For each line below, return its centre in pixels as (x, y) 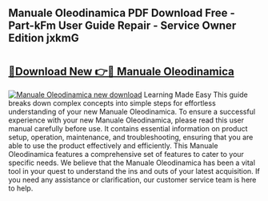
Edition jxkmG (44, 38)
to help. (21, 188)
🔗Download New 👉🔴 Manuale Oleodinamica (121, 71)
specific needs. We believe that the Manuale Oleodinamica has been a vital (132, 163)
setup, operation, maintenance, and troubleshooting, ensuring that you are (131, 137)
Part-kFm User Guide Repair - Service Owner (122, 26)
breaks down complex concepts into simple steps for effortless (112, 103)
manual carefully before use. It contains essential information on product (128, 129)
